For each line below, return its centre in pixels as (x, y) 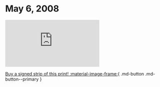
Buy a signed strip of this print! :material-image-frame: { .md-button (75, 73)
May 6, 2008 (32, 9)
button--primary (22, 79)
